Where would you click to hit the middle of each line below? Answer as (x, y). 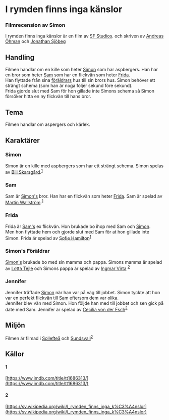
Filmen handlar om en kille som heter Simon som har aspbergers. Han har (81, 70)
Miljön (15, 325)
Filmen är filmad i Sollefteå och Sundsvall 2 (49, 338)
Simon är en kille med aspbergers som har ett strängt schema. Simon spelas (84, 166)
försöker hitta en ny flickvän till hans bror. (48, 97)
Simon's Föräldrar (27, 251)
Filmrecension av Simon (35, 25)
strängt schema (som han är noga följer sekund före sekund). (69, 86)
